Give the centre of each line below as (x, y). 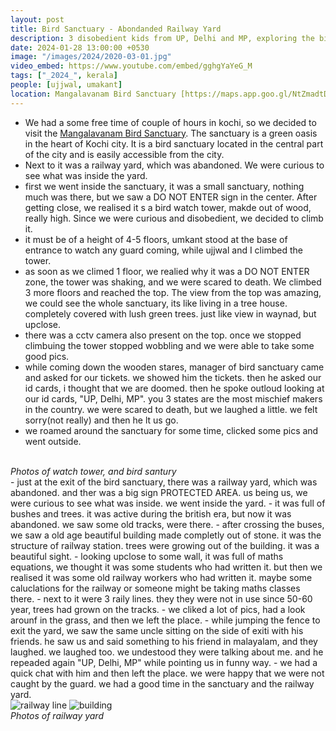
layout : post (37, 19)
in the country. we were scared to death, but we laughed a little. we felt (171, 409)
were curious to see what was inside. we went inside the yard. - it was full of (168, 503)
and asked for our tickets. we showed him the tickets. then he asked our (173, 377)
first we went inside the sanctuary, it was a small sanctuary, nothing (164, 186)
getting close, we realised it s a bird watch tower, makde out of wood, (168, 207)
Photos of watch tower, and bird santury (93, 471)
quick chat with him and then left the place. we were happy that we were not (167, 673)
